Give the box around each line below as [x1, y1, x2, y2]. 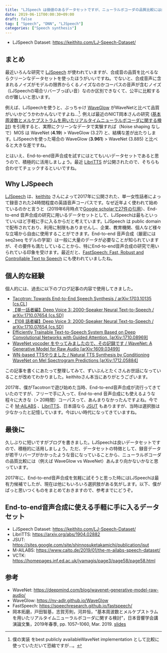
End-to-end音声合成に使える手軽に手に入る [5, 503, 140, 512]
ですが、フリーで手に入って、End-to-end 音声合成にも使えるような [18, 391, 156, 397]
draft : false [5, 16, 32, 21]
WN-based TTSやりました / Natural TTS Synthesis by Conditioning [12, 352, 150, 358]
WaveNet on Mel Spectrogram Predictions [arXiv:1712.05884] [12, 357, 138, 363]
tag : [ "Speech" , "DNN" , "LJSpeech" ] [5, 21, 83, 26]
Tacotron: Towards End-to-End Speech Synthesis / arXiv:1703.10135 [12, 296, 152, 302]
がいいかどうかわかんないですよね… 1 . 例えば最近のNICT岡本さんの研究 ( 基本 [5, 110, 162, 117]
